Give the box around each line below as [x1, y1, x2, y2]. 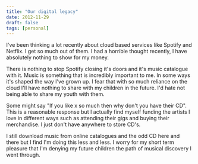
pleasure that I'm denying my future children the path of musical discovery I [6, 145, 192, 152]
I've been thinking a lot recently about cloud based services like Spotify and [6, 41, 192, 49]
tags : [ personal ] [6, 25, 49, 31]
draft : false [6, 20, 39, 25]
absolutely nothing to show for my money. [6, 54, 109, 61]
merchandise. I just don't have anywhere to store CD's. [6, 121, 141, 128]
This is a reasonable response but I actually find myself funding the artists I [6, 108, 190, 115]
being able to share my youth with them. [6, 91, 105, 98]
